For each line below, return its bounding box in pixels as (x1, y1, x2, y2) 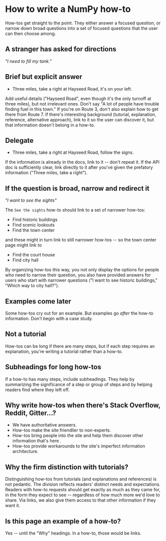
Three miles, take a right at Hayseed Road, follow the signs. (12, 149, 134, 155)
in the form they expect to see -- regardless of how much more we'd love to (5, 492, 160, 498)
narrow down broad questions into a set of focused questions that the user (5, 25, 158, 31)
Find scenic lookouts (12, 222, 55, 228)
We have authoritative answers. (12, 422, 77, 428)
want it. (5, 503, 21, 509)
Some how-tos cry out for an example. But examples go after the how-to (5, 310, 154, 316)
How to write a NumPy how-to (5, 3, 131, 15)
